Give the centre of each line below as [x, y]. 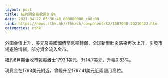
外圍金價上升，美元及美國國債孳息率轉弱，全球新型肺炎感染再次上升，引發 [82, 43]
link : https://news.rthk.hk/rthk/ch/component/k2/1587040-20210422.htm [81, 24]
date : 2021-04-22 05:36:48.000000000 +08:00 [52, 19]
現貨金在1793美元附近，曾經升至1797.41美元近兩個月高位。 [65, 71]
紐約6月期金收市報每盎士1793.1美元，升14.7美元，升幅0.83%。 [69, 60]
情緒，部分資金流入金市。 [44, 49]
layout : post [19, 10]
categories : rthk [23, 28]
